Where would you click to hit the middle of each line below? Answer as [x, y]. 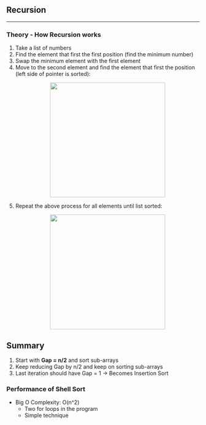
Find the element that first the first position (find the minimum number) [104, 55]
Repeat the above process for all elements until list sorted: [89, 206]
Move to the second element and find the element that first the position [105, 67]
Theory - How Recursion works [54, 34]
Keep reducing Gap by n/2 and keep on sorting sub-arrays [89, 366]
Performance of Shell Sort [46, 389]
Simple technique [46, 415]
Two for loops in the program [61, 409]
